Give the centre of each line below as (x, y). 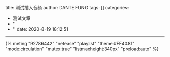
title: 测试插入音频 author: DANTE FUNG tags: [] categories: (67, 7)
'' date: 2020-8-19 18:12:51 (40, 29)
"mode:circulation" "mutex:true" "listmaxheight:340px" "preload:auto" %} (82, 49)
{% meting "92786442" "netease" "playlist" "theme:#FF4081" (70, 44)
